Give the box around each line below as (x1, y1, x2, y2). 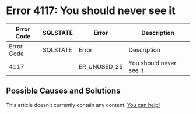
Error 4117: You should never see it (6, 4, 176, 17)
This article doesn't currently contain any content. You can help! (6, 101, 160, 108)
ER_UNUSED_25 (78, 62, 124, 70)
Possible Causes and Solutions (6, 86, 121, 96)
